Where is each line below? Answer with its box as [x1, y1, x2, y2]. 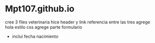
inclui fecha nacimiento [12, 33, 59, 39]
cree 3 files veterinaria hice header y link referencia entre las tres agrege [5, 19, 150, 25]
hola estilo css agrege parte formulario [5, 24, 82, 30]
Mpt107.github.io [5, 3, 75, 14]
